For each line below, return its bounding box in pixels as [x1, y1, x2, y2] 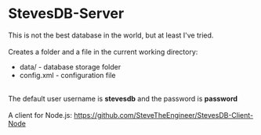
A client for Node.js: [8, 110, 73, 119]
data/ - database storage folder [19, 62, 121, 71]
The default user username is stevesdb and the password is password [8, 94, 237, 103]
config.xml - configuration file [19, 70, 116, 80]
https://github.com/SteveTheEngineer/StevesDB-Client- [74, 110, 254, 119]
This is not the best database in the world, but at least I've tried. [8, 30, 214, 40]
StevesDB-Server [8, 5, 125, 23]
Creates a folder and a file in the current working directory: [8, 47, 198, 56]
